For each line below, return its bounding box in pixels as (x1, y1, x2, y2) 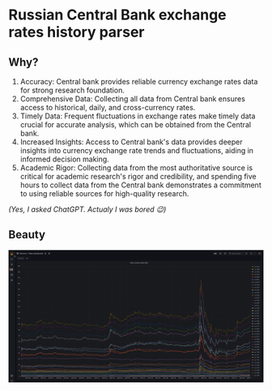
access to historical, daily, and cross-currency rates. (19, 103, 196, 112)
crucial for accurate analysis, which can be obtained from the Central (19, 120, 252, 129)
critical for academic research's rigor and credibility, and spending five (19, 172, 257, 181)
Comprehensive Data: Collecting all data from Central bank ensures (19, 94, 245, 103)
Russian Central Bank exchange (8, 6, 227, 24)
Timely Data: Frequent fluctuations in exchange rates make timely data (19, 111, 256, 121)
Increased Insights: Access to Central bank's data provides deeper (19, 137, 243, 147)
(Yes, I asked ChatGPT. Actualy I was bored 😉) (8, 204, 167, 214)
